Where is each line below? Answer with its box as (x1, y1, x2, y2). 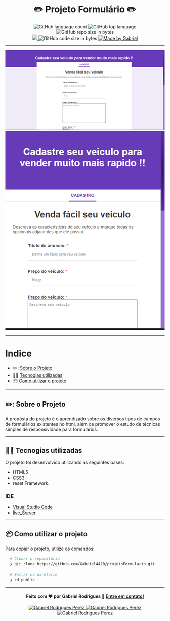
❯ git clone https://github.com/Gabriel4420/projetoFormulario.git (10, 562, 155, 567)
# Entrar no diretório (10, 572, 58, 577)
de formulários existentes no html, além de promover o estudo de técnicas (5, 421, 160, 427)
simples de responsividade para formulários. (5, 426, 98, 433)
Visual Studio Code (12, 504, 53, 510)
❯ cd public (10, 577, 35, 582)
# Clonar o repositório (10, 556, 60, 561)
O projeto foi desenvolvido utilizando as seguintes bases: (5, 459, 124, 466)
